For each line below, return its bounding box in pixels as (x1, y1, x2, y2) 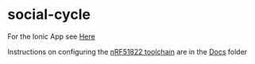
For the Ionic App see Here (7, 32, 96, 41)
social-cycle (7, 6, 91, 24)
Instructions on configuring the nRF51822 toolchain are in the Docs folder (7, 47, 248, 56)
